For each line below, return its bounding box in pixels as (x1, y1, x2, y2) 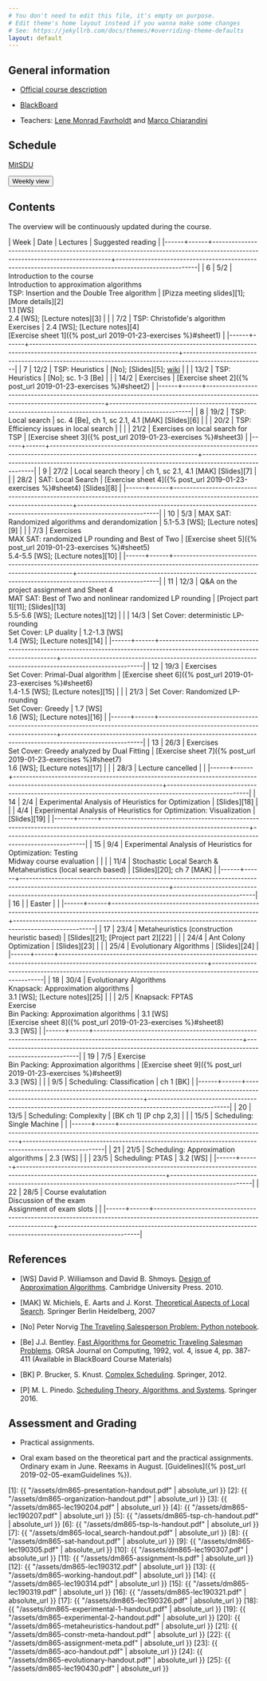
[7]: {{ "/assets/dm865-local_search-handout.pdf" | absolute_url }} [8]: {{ (8, 1528, 249, 1537)
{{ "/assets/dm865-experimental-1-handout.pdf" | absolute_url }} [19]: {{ (8, 1604, 246, 1614)
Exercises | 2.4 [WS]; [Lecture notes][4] (8, 322, 139, 331)
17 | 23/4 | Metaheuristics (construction (103, 924, 234, 934)
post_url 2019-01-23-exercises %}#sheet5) (8, 542, 150, 552)
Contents (8, 200, 56, 214)
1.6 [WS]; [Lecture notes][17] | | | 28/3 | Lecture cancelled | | (8, 763, 206, 773)
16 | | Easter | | (12, 899, 60, 908)
